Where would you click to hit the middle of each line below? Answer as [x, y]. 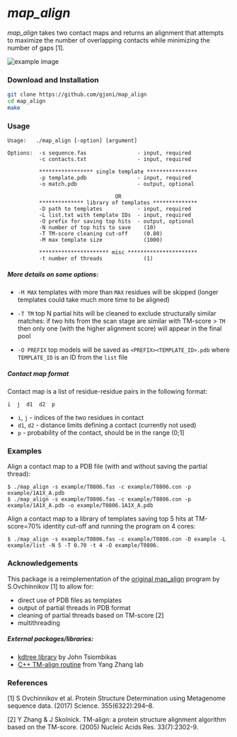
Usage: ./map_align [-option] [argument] [73, 141]
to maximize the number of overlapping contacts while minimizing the [109, 40]
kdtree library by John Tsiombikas [67, 657]
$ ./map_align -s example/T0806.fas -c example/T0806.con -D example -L [117, 539]
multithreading [39, 623]
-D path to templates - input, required [115, 209]
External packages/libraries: [51, 639]
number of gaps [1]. [36, 48]
